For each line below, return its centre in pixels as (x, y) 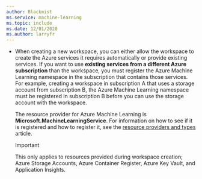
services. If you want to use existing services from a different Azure (101, 64)
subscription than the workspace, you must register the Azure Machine (104, 71)
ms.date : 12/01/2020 (32, 29)
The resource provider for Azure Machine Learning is (81, 115)
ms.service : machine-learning (44, 17)
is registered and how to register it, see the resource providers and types (105, 127)
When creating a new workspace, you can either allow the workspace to (104, 51)
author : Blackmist (29, 12)
